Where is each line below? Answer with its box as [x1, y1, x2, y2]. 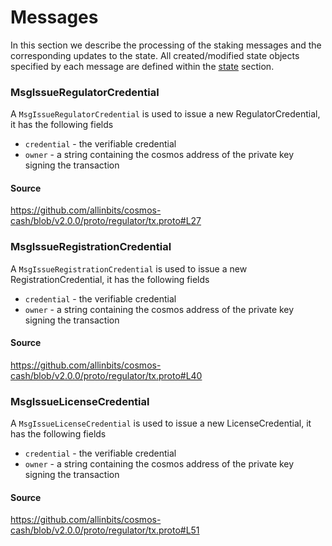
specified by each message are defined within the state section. [10, 60, 275, 72]
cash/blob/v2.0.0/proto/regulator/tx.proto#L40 [10, 369, 203, 381]
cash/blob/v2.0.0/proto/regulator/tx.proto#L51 [10, 524, 200, 536]
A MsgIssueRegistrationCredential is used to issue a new [10, 262, 248, 275]
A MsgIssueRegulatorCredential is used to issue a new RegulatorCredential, [10, 108, 321, 120]
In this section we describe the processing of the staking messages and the [10, 39, 322, 51]
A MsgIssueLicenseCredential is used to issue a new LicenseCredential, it [10, 417, 312, 430]
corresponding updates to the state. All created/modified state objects [10, 49, 300, 61]
